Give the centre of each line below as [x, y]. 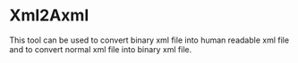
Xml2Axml [49, 16]
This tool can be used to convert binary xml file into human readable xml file [149, 40]
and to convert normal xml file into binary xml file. [101, 49]
